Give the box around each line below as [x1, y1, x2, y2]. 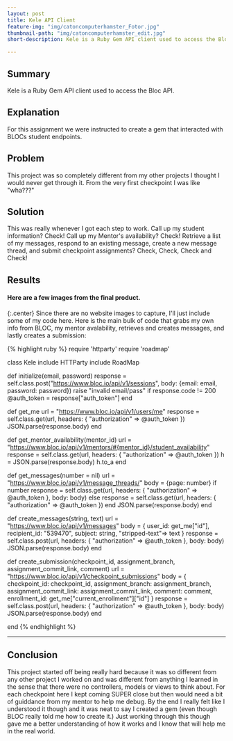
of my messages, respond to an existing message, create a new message [7, 239, 217, 248]
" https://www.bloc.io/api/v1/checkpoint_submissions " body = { [7, 572, 187, 580]
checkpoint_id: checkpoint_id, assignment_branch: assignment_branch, [7, 579, 212, 588]
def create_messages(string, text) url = [7, 514, 119, 523]
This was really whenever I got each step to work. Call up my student [7, 224, 205, 233]
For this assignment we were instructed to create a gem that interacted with [7, 125, 223, 133]
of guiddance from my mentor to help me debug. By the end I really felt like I [7, 697, 225, 706]
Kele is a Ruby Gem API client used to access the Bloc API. [7, 86, 175, 95]
